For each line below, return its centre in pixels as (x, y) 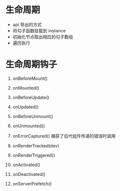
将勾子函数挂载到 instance (39, 30)
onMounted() (26, 88)
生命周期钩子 (32, 65)
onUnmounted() (29, 126)
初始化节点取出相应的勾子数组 (43, 37)
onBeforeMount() (30, 78)
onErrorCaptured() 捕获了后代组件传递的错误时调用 (64, 136)
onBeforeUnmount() (33, 116)
